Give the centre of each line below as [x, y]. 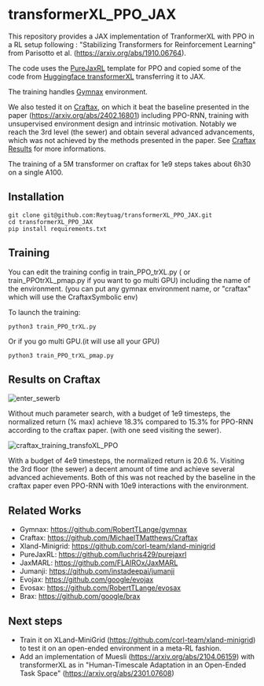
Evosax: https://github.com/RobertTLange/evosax [100, 588]
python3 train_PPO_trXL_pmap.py [61, 355]
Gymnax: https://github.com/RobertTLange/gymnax [103, 530]
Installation [36, 197]
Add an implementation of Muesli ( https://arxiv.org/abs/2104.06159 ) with [137, 657]
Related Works [45, 510]
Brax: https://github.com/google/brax [80, 596]
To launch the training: [44, 312]
